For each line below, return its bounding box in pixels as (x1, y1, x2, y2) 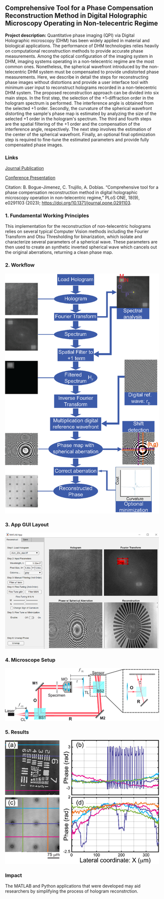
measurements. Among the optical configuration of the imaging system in (5, 53, 153, 59)
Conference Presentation (5, 175, 56, 181)
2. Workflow (5, 262, 35, 269)
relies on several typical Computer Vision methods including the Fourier (5, 228, 149, 235)
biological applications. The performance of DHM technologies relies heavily (5, 43, 159, 49)
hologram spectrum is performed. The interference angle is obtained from (5, 100, 154, 106)
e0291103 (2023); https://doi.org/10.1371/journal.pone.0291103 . (5, 200, 132, 206)
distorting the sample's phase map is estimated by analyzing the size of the (5, 110, 157, 116)
